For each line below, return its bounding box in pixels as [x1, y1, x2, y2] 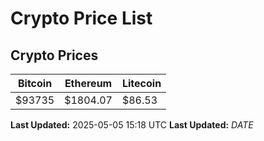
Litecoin [121, 77, 162, 90]
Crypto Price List [10, 7, 153, 30]
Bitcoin [17, 77, 53, 90]
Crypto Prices [10, 47, 99, 64]
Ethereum [64, 77, 113, 90]
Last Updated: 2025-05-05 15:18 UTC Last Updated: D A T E [10, 119, 254, 131]
